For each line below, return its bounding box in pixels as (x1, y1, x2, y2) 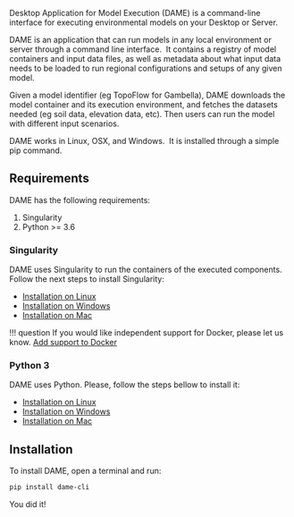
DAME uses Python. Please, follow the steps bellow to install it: (9, 379, 240, 390)
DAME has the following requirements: (9, 194, 150, 205)
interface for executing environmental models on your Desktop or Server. (9, 17, 279, 28)
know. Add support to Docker (9, 337, 118, 348)
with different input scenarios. (9, 118, 120, 129)
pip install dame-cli (9, 483, 90, 492)
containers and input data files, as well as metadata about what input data (9, 54, 281, 64)
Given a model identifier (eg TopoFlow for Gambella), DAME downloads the (9, 89, 286, 100)
